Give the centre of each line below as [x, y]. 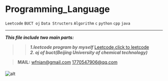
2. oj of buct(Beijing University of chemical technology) [89, 52]
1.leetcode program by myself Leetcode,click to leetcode [89, 47]
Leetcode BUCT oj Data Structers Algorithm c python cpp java [68, 23]
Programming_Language [57, 9]
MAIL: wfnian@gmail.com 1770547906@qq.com [67, 62]
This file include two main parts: [39, 37]
